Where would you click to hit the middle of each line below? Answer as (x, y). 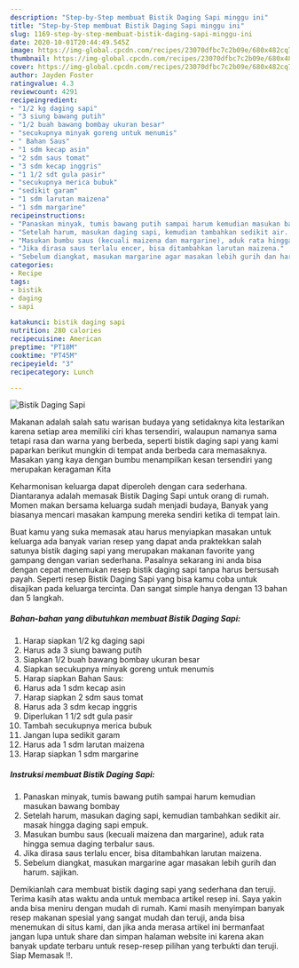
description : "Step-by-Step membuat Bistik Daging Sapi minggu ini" (139, 17)
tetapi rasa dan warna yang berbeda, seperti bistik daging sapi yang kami (144, 441)
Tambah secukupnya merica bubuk (87, 726)
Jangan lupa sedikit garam (71, 735)
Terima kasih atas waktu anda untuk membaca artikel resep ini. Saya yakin (146, 899)
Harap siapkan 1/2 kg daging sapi (84, 641)
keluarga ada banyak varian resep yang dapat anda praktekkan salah (136, 542)
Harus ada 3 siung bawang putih (83, 650)
